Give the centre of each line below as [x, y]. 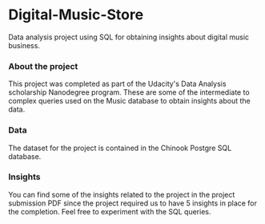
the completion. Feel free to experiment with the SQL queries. [110, 211]
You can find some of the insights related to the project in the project [122, 194]
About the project [43, 66]
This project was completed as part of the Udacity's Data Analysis [117, 84]
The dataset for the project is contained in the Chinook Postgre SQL [120, 148]
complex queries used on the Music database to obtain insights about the [129, 101]
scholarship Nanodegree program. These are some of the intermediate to [129, 92]
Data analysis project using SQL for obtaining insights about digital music [129, 37]
